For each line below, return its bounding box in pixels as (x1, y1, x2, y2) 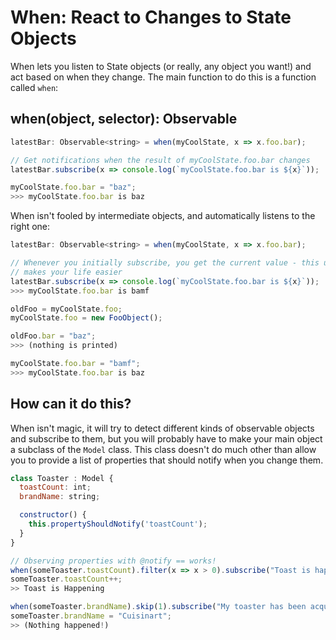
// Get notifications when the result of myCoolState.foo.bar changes (10, 155, 311, 165)
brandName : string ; (19, 492, 101, 502)
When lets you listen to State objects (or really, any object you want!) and (10, 60, 312, 72)
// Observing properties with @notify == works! (10, 556, 217, 566)
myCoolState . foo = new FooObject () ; (10, 313, 163, 323)
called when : (10, 81, 59, 93)
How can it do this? (10, 396, 132, 413)
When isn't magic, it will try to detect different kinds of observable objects (10, 422, 315, 434)
